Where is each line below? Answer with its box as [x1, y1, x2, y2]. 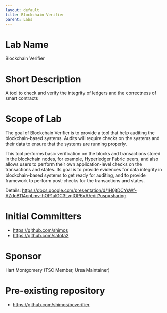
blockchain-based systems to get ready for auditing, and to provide [5, 172, 146, 178]
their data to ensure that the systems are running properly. [5, 141, 127, 147]
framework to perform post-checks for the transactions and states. [5, 178, 145, 184]
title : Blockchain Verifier [5, 12, 65, 17]
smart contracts [5, 95, 38, 101]
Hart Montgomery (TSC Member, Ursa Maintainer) [5, 267, 110, 273]
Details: [5, 187, 21, 193]
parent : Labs [5, 17, 33, 22]
